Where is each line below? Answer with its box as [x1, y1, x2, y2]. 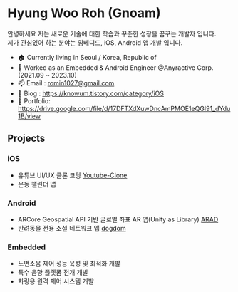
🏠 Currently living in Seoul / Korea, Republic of [17, 53, 157, 61]
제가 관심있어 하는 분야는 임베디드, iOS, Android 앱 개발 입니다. [7, 38, 183, 47]
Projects [7, 132, 46, 145]
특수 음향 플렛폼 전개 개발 [17, 268, 89, 277]
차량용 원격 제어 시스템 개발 [17, 277, 95, 286]
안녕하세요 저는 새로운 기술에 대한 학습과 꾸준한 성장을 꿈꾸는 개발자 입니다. [7, 29, 217, 38]
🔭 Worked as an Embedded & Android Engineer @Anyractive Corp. [17, 63, 214, 72]
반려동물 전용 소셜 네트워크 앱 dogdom [17, 224, 126, 232]
